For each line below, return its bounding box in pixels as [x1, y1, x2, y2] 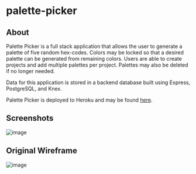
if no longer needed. [6, 68, 56, 74]
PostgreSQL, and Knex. [6, 85, 63, 92]
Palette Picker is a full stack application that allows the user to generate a [6, 43, 183, 50]
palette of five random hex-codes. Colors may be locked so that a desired [6, 49, 184, 56]
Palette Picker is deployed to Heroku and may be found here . [6, 96, 153, 103]
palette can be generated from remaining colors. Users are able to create [6, 55, 183, 62]
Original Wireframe [6, 146, 77, 156]
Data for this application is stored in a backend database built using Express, [6, 79, 191, 86]
